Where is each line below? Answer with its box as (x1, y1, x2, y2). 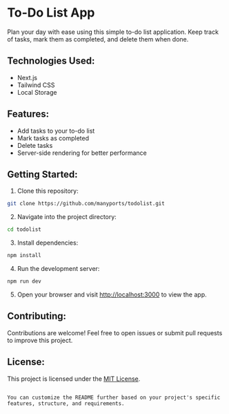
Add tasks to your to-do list (17, 126, 95, 135)
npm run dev (7, 278, 41, 285)
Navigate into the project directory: (17, 213, 117, 221)
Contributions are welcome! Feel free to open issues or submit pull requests (7, 328, 223, 337)
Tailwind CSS (17, 81, 55, 89)
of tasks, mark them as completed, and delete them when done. (7, 35, 189, 43)
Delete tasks (17, 141, 53, 149)
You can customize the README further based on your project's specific (7, 394, 221, 401)
